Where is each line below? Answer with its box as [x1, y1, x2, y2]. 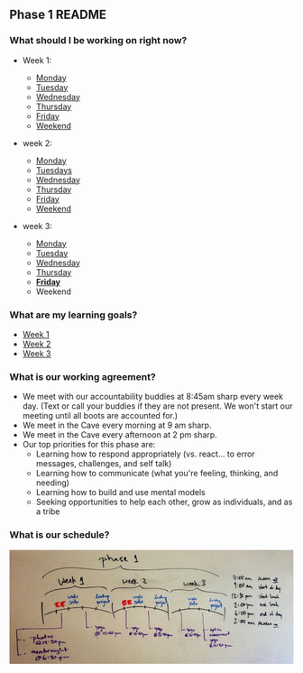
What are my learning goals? [9, 309, 138, 321]
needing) [35, 477, 70, 488]
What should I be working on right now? [9, 34, 188, 47]
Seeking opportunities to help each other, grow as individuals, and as [35, 496, 293, 508]
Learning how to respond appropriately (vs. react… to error [35, 448, 255, 459]
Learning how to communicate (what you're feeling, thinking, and [35, 468, 279, 479]
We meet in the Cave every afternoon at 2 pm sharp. [22, 429, 218, 440]
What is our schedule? [9, 529, 110, 541]
